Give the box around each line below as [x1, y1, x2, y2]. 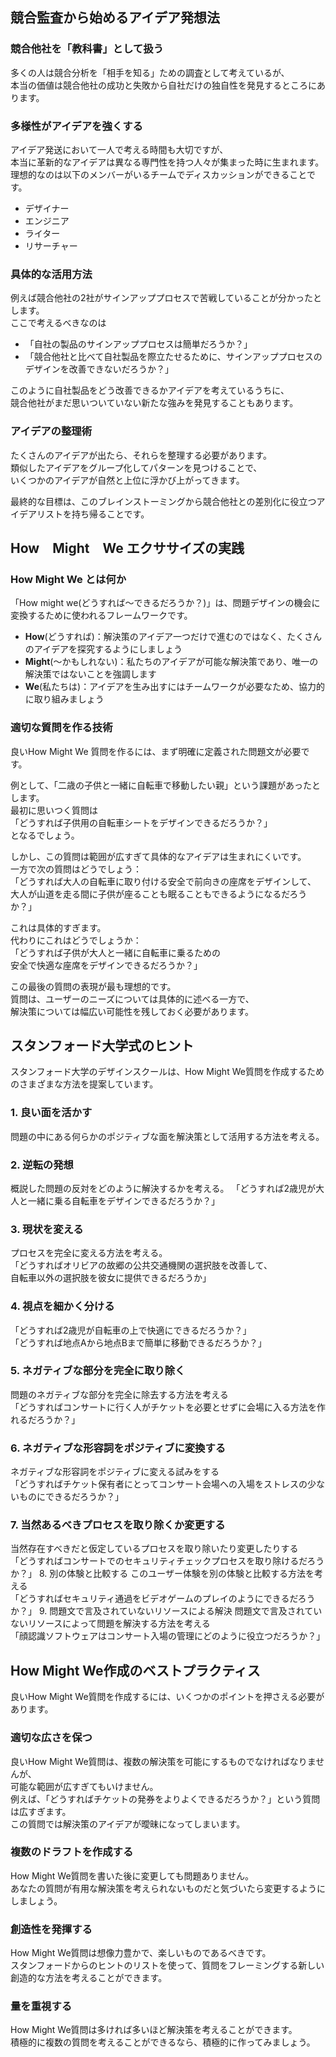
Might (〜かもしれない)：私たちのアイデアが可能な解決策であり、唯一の [24, 656, 319, 668]
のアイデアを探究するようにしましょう [24, 643, 183, 655]
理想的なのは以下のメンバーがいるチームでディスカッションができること [10, 168, 307, 180]
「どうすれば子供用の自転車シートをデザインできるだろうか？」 [10, 816, 273, 828]
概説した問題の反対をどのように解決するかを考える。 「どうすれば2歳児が [10, 1182, 317, 1194]
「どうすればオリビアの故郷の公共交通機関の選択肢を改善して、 [10, 1259, 273, 1272]
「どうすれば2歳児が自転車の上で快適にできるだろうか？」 [10, 1324, 252, 1336]
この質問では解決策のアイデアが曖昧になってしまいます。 [10, 1818, 246, 1830]
